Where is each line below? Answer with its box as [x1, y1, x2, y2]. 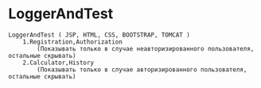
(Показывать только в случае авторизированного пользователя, [37, 65, 247, 74]
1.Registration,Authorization [22, 37, 123, 46]
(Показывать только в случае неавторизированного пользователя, [37, 44, 255, 52]
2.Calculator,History [22, 59, 94, 67]
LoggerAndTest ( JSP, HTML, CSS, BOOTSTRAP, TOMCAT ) [8, 31, 191, 39]
